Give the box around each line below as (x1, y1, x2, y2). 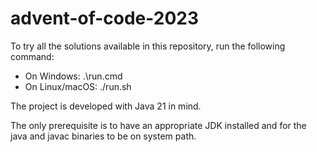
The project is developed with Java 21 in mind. (10, 100, 202, 112)
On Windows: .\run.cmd (24, 70, 123, 82)
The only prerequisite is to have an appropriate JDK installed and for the (10, 119, 307, 131)
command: (10, 50, 55, 62)
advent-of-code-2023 (10, 7, 200, 30)
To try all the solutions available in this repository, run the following (10, 40, 286, 52)
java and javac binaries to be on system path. (10, 130, 197, 142)
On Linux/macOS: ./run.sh (24, 80, 132, 92)
